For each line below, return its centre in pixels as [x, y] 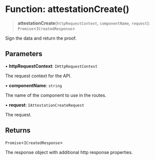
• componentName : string [34, 85]
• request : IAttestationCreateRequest [45, 105]
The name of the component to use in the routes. [56, 95]
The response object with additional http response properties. [69, 152]
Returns [18, 131]
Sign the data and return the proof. [41, 38]
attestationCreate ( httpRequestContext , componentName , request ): [84, 23]
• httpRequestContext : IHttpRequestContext [51, 66]
